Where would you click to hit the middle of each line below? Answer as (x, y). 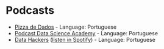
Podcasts (30, 10)
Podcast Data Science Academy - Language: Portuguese (86, 33)
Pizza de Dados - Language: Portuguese (66, 27)
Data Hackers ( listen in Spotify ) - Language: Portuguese (85, 39)
